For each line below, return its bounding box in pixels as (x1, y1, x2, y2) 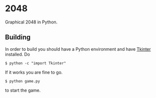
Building (5, 33, 31, 41)
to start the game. (5, 87, 41, 93)
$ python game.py (5, 78, 40, 83)
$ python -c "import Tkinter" (5, 60, 67, 66)
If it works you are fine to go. (5, 69, 63, 75)
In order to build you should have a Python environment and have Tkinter (5, 46, 151, 52)
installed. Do (5, 51, 30, 57)
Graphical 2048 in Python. (5, 19, 58, 25)
